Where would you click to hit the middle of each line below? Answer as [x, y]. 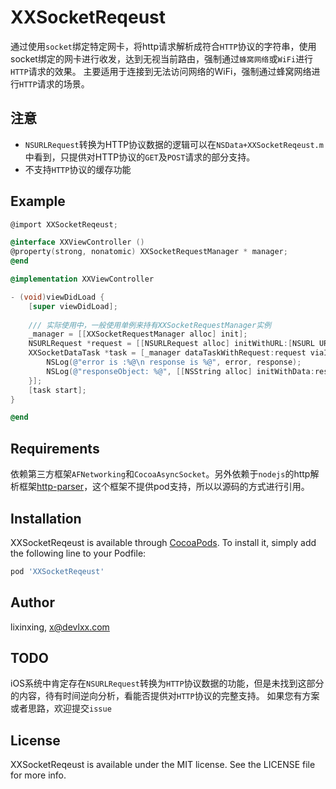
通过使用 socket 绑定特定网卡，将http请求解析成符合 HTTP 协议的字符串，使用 [163, 46]
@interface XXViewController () [77, 242]
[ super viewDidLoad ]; [73, 306]
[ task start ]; [57, 390]
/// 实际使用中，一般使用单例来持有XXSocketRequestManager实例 [150, 325]
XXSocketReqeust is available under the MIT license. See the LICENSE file [163, 765]
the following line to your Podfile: [78, 553]
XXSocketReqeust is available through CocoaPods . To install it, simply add [163, 542]
